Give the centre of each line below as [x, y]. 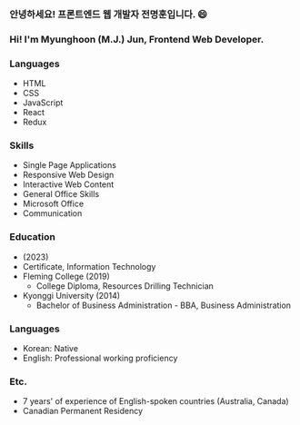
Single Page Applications [69, 165]
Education [33, 237]
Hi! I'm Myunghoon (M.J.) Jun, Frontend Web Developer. [137, 39]
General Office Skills [61, 194]
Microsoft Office [53, 204]
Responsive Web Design [68, 175]
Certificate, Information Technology [89, 266]
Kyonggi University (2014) [71, 295]
